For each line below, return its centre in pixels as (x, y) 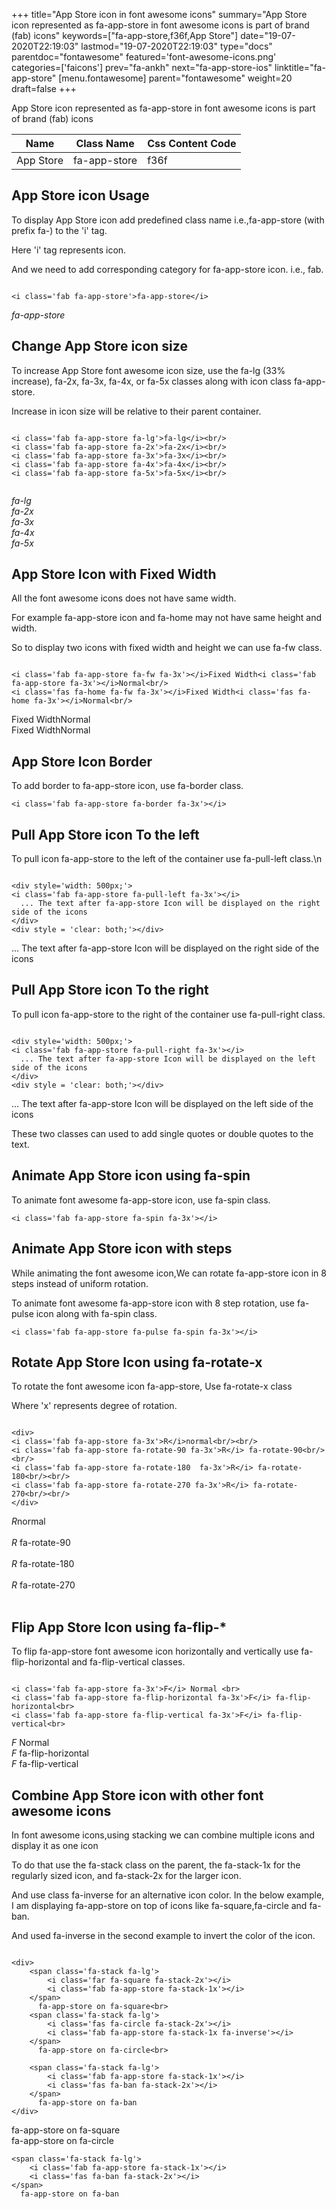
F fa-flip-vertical (45, 1764)
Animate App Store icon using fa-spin (131, 1175)
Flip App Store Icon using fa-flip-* (119, 1627)
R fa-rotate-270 (43, 1585)
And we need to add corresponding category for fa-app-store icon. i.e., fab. (167, 269)
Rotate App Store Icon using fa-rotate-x (137, 1362)
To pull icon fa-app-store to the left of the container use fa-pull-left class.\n (167, 859)
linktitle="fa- (300, 67)
